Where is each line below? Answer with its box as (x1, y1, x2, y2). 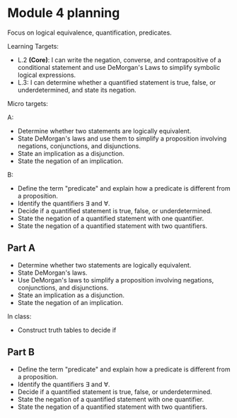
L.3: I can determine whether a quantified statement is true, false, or (17, 78, 216, 86)
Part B (7, 346, 35, 358)
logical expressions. (17, 71, 76, 79)
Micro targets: (7, 99, 48, 107)
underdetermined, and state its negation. (17, 85, 137, 94)
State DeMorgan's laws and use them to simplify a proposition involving (17, 134, 227, 143)
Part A (7, 242, 35, 254)
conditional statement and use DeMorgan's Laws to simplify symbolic (17, 63, 221, 71)
